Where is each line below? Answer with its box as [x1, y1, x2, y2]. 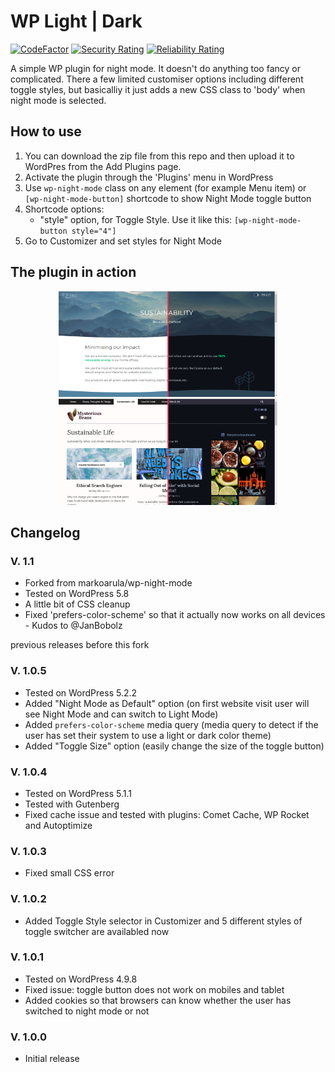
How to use [10, 123, 82, 140]
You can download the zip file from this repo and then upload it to [24, 150, 295, 162]
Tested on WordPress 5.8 [24, 588, 130, 600]
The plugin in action [10, 264, 137, 281]
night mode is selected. [10, 94, 107, 106]
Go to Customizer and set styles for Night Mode [24, 235, 222, 247]
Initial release [24, 1053, 80, 1065]
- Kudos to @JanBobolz [24, 620, 123, 632]
